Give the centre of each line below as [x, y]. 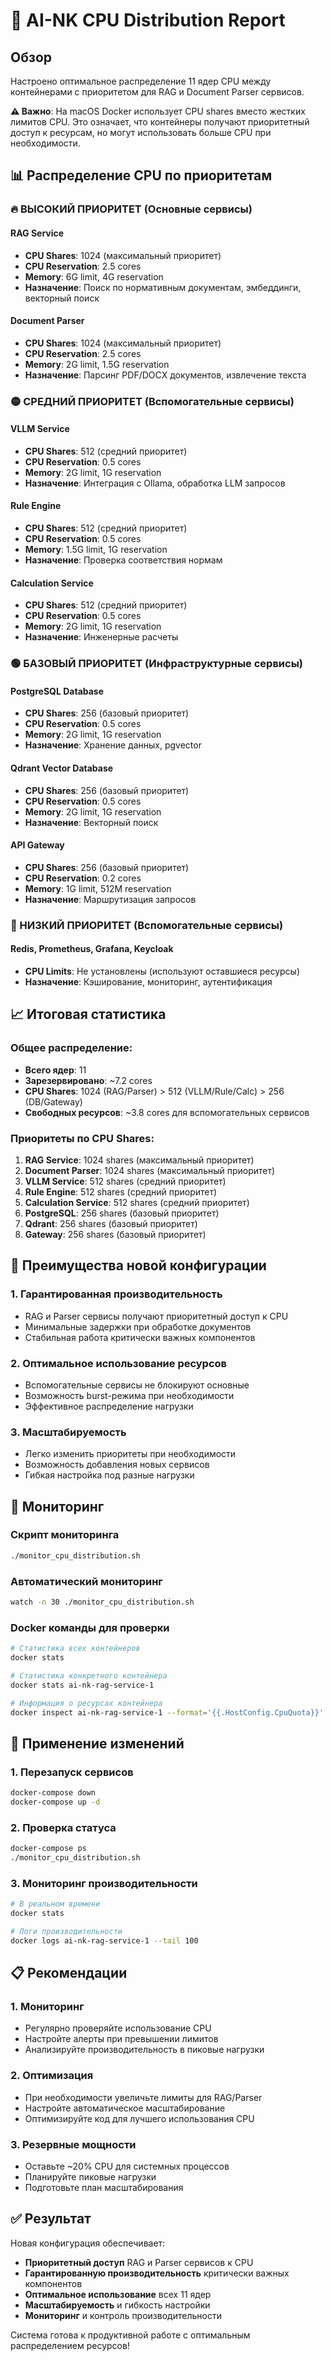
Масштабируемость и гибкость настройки [117, 2305]
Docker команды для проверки [90, 1627]
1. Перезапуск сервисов [72, 1772]
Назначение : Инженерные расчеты [101, 637]
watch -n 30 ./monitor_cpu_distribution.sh [102, 1602]
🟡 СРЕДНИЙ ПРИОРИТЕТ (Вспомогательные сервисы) [152, 401]
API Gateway [37, 845]
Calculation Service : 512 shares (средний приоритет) [137, 1202]
